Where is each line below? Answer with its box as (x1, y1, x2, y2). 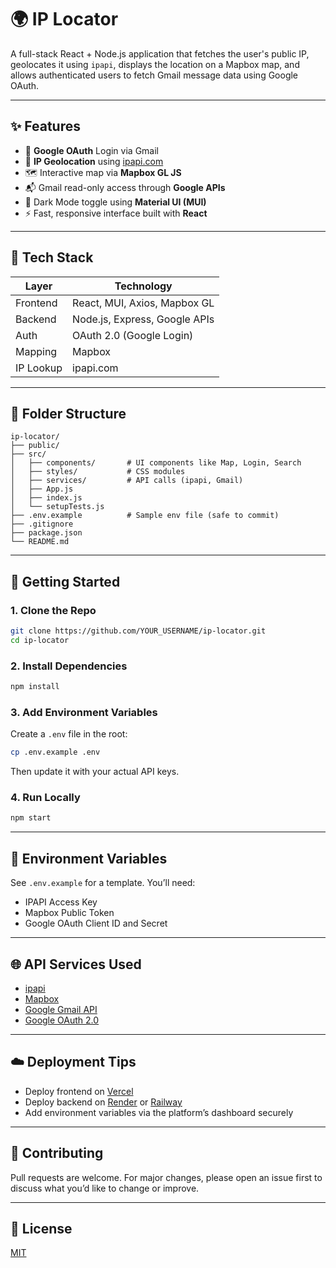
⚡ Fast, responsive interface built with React (24, 207, 208, 219)
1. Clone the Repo (10, 603, 97, 617)
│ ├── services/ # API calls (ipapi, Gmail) (10, 476, 244, 486)
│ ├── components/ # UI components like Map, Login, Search (10, 458, 302, 468)
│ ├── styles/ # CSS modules (10, 467, 186, 477)
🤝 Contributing (10, 1145, 104, 1162)
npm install (10, 682, 60, 692)
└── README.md (10, 537, 70, 547)
